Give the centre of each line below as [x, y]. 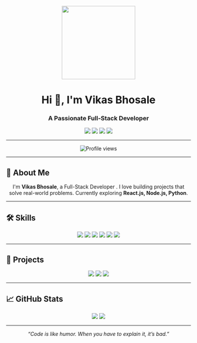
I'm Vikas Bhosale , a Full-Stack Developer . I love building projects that [98, 187]
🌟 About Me [28, 172]
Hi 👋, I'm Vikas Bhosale [98, 100]
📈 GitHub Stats [35, 299]
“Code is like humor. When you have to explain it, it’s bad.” [98, 334]
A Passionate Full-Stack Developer [98, 119]
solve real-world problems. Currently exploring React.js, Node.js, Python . [98, 193]
